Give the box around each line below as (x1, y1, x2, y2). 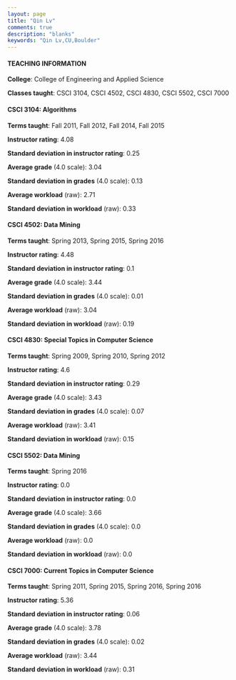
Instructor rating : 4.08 (7, 135, 74, 144)
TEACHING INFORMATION (7, 59, 87, 68)
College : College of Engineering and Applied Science (7, 75, 164, 84)
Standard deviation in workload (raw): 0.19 (7, 319, 135, 328)
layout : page (7, 10, 46, 18)
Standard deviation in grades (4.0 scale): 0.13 (7, 176, 143, 185)
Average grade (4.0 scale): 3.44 (7, 278, 103, 286)
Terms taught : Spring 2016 (7, 467, 87, 476)
